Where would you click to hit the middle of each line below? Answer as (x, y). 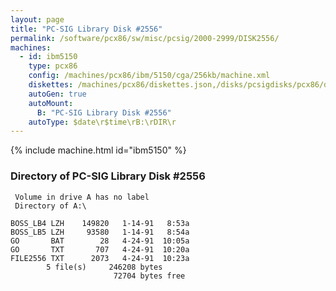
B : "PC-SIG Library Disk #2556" (104, 112)
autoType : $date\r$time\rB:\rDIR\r (102, 122)
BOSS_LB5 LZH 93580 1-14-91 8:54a (100, 232)
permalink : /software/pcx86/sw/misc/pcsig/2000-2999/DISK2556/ (145, 38)
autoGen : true (57, 94)
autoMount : (51, 103)
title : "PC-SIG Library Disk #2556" (86, 29)
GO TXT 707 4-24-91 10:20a (100, 249)
